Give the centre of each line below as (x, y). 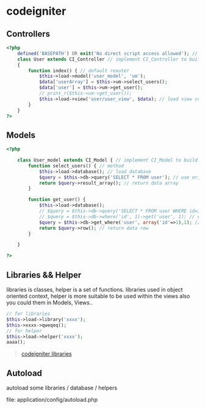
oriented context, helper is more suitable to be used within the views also (98, 296)
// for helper (24, 331)
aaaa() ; (16, 342)
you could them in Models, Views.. (49, 303)
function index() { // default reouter (79, 71)
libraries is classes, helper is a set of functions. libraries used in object (95, 289)
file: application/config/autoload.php (52, 400)
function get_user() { (57, 200)
